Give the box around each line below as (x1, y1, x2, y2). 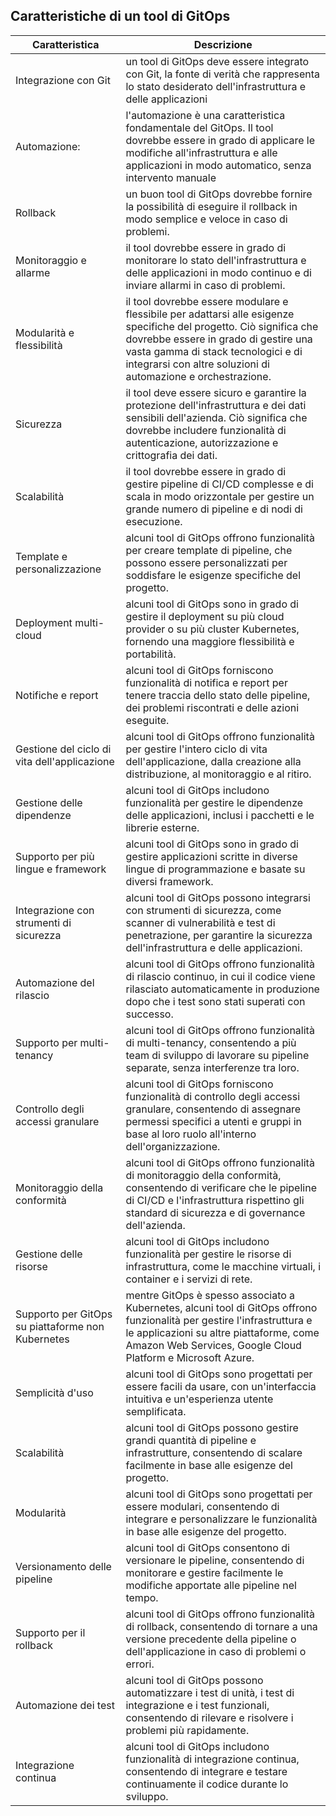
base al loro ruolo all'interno (125, 1127, 257, 1141)
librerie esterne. (125, 820, 200, 834)
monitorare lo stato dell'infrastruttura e (125, 253, 307, 267)
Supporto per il (15, 1625, 86, 1639)
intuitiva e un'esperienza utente (125, 1392, 274, 1406)
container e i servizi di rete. (125, 1272, 253, 1286)
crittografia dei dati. (125, 448, 218, 462)
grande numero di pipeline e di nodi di (125, 502, 303, 516)
